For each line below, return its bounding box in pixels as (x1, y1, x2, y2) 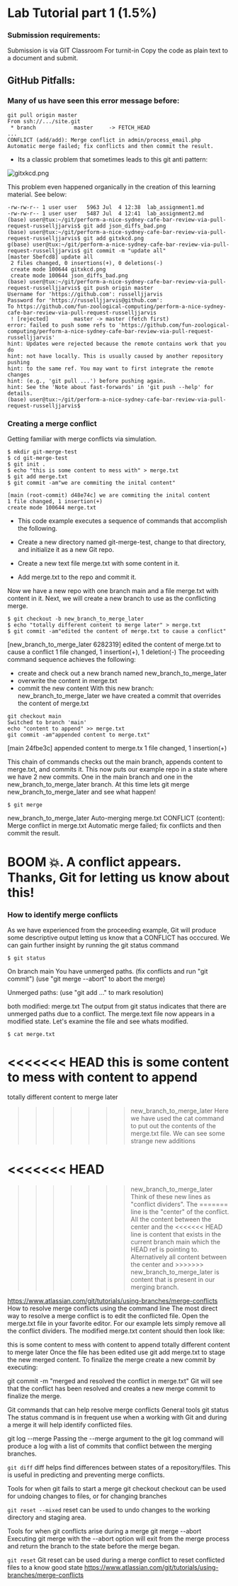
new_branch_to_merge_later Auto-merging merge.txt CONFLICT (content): (7, 814, 225, 823)
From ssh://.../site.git (7, 118, 81, 125)
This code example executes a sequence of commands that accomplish (17, 517, 228, 525)
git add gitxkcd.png (83, 235, 144, 242)
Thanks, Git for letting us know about (7, 870, 230, 885)
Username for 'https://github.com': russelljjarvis (7, 291, 163, 298)
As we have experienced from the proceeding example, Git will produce (7, 926, 217, 934)
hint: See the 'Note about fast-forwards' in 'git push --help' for (7, 384, 214, 391)
